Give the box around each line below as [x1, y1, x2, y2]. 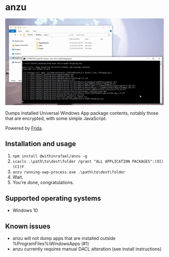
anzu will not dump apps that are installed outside [12, 235, 116, 241]
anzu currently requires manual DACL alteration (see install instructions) [12, 246, 162, 252]
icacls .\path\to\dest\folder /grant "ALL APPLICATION [12, 159, 130, 164]
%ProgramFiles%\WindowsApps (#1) [12, 240, 90, 246]
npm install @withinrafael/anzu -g [12, 154, 88, 159]
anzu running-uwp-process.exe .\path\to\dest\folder [12, 170, 126, 175]
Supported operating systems [5, 194, 102, 202]
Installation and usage [5, 140, 76, 148]
